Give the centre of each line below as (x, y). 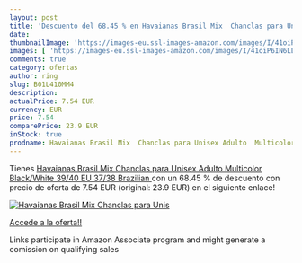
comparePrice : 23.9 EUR (54, 127)
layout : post (34, 18)
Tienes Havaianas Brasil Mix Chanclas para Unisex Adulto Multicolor (136, 168)
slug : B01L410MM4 (42, 84)
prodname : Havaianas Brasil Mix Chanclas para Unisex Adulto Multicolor (152, 143)
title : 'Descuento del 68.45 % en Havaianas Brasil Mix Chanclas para (146, 26)
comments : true (38, 59)
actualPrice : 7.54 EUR (52, 101)
